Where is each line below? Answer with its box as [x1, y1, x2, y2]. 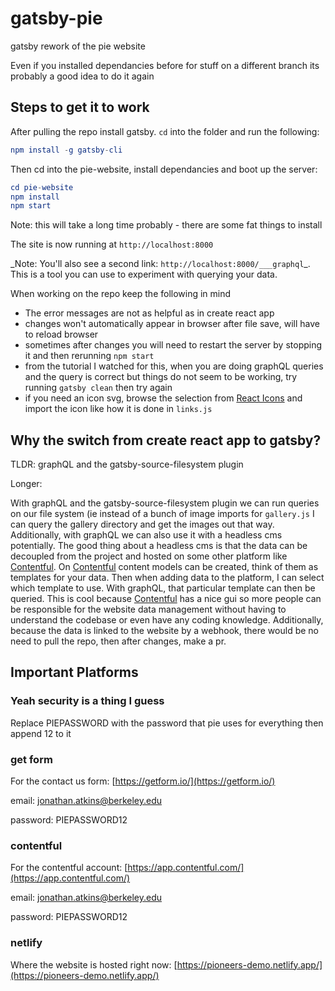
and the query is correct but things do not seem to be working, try [24, 371, 298, 383]
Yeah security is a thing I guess [10, 694, 165, 708]
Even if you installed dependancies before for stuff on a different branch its [10, 59, 320, 71]
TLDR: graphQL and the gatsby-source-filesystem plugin [10, 458, 244, 471]
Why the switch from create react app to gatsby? [10, 432, 322, 449]
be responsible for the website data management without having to [10, 603, 287, 616]
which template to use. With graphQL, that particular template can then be [10, 582, 316, 594]
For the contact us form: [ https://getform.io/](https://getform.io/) [10, 775, 276, 787]
